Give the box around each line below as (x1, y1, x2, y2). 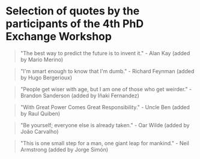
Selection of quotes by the (5, 4, 140, 18)
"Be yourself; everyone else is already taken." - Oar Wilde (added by (20, 121, 190, 128)
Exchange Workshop (5, 30, 112, 43)
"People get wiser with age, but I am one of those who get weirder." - (20, 85, 192, 92)
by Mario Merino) (20, 56, 64, 63)
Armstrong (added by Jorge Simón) (20, 146, 109, 153)
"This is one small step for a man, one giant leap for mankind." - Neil (20, 139, 190, 146)
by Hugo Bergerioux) (20, 74, 73, 81)
